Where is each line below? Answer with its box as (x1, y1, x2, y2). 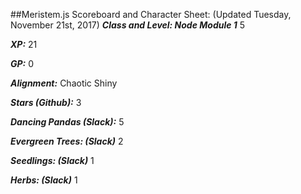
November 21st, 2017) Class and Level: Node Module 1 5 (10, 19, 246, 31)
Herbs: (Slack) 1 (10, 174, 78, 186)
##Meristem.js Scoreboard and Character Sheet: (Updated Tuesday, (10, 9, 292, 20)
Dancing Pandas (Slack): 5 (10, 116, 125, 128)
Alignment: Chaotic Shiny (10, 77, 118, 89)
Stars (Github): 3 (10, 97, 82, 108)
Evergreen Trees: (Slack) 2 (10, 135, 124, 147)
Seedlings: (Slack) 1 (10, 155, 95, 166)
